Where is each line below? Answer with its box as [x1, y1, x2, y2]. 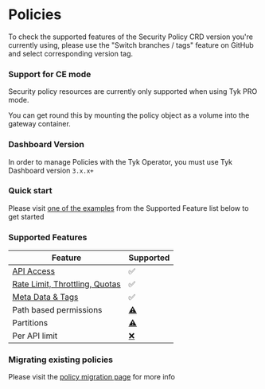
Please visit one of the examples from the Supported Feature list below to [8, 203, 249, 212]
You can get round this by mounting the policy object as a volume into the [8, 111, 250, 120]
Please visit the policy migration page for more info [8, 372, 175, 382]
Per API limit [12, 330, 58, 341]
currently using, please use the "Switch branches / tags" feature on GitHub [8, 40, 255, 49]
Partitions [12, 317, 49, 329]
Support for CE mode [8, 68, 92, 80]
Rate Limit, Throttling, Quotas [12, 278, 121, 290]
